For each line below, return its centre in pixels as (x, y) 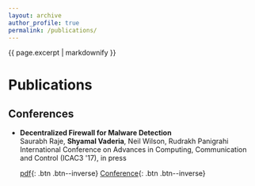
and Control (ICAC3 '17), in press (73, 158)
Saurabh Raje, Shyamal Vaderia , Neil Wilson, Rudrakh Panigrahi (124, 141)
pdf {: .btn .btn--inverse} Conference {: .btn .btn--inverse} (112, 173)
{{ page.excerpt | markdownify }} (62, 53)
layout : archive (35, 15)
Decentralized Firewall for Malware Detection (95, 133)
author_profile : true (44, 23)
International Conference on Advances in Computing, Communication (133, 150)
